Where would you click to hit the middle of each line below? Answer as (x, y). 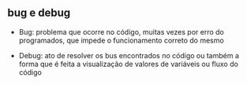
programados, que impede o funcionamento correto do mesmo (121, 40)
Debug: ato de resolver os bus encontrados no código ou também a (129, 55)
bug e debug (39, 13)
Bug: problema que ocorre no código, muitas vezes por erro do (121, 31)
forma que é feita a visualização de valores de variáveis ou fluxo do (128, 64)
